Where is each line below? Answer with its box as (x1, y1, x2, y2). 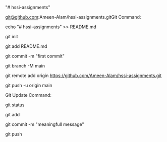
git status (5, 102, 25, 108)
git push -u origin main (5, 83, 52, 88)
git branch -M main (5, 63, 45, 68)
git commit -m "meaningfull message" (5, 121, 84, 127)
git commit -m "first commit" (5, 53, 65, 59)
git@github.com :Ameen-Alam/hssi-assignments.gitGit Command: (5, 14, 141, 20)
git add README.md (5, 43, 47, 49)
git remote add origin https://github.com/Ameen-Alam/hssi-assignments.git (5, 73, 162, 79)
